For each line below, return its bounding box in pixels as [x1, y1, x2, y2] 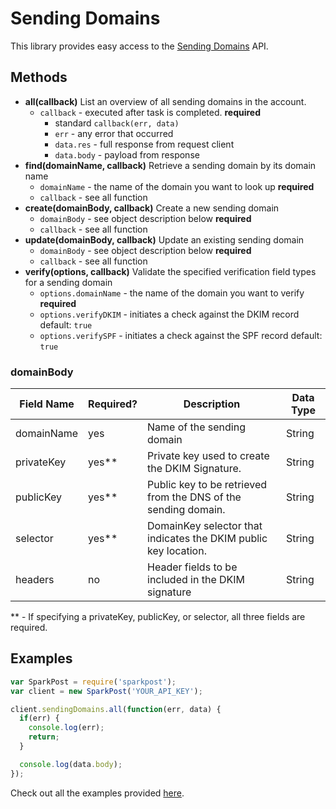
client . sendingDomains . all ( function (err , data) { [10, 704, 222, 714]
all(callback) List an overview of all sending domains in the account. [24, 95, 307, 107]
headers [15, 573, 55, 587]
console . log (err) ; [28, 723, 105, 733]
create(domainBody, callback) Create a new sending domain [24, 202, 280, 214]
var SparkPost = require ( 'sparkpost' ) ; [10, 677, 177, 687]
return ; [28, 732, 60, 742]
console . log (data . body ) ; [19, 759, 123, 769]
